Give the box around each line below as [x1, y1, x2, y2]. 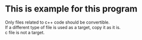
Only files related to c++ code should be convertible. [5, 19, 110, 25]
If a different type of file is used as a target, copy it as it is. [5, 24, 121, 30]
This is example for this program [5, 3, 138, 14]
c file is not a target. [5, 29, 45, 35]
